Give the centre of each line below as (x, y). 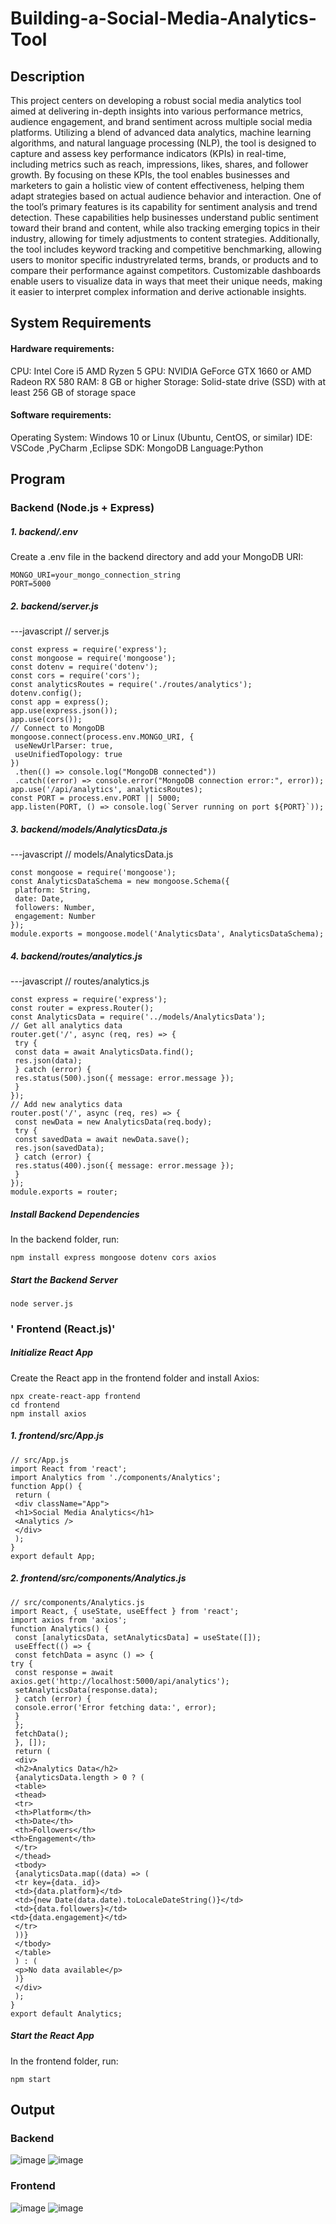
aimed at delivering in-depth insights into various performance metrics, (157, 111)
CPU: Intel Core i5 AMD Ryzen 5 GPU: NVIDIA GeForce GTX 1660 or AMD (161, 371)
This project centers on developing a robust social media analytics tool (156, 100)
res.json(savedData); (59, 1148)
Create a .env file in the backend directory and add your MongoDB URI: (157, 557)
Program (38, 479)
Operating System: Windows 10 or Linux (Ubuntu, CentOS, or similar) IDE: (161, 437)
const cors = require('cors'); (75, 676)
